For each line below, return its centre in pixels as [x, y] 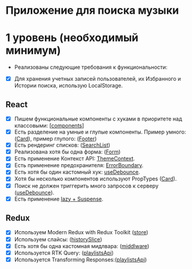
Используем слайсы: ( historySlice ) [58, 239]
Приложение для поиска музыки [92, 10]
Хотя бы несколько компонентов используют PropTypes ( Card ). [95, 179]
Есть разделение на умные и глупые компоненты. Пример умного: [100, 132]
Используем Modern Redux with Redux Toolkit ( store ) [81, 232]
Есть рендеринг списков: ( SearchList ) [62, 145]
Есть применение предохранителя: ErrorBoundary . [79, 165]
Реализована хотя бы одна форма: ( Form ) [67, 152]
